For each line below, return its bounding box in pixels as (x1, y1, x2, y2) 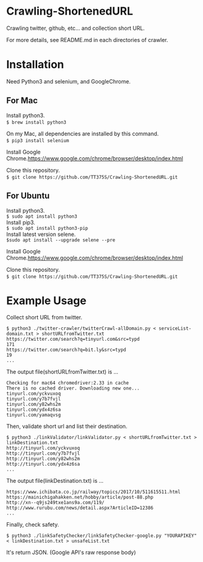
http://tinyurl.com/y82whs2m (6, 456, 80, 462)
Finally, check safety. (6, 521, 60, 528)
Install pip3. (6, 218, 35, 226)
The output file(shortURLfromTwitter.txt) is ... (6, 368, 119, 375)
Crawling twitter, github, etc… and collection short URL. (6, 24, 145, 32)
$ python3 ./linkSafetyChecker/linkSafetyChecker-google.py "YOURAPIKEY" (6, 533, 198, 539)
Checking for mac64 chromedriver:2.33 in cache (6, 380, 129, 386)
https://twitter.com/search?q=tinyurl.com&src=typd (6, 336, 140, 343)
